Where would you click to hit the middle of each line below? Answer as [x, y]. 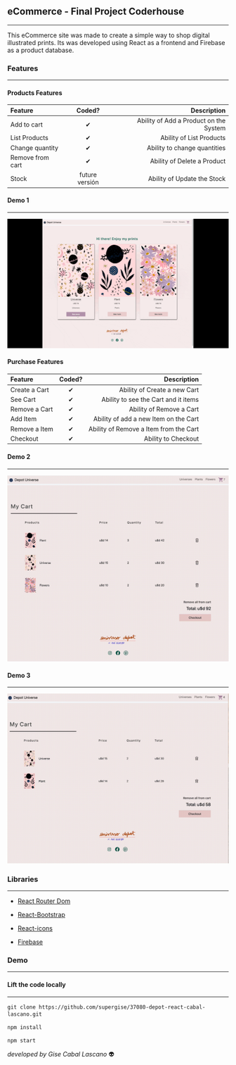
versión [88, 182]
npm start [22, 1040]
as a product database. [41, 50]
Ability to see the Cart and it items [150, 399]
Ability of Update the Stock [187, 178]
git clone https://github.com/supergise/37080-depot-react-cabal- [106, 1007]
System [215, 128]
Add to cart [27, 124]
